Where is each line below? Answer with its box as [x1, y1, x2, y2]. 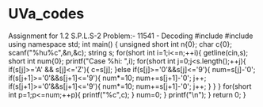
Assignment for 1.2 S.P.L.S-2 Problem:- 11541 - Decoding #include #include [8, 31, 253, 40]
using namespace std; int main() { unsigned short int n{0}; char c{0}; [8, 39, 232, 48]
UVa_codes [8, 5, 85, 23]
